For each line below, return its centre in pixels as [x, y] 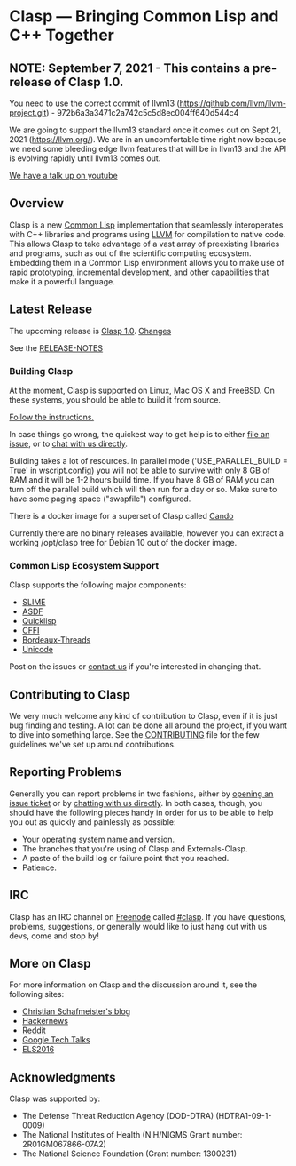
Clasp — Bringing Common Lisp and [144, 16]
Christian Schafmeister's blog [76, 1011]
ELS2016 [38, 1050]
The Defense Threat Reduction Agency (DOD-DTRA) [118, 1116]
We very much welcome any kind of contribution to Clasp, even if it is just [143, 716]
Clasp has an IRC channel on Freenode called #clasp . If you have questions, [148, 916]
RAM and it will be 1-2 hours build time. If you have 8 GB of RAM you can [142, 479]
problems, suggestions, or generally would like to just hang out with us [138, 926]
